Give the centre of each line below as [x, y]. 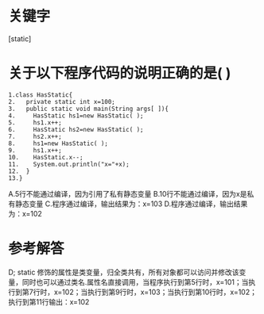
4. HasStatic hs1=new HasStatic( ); [76, 116]
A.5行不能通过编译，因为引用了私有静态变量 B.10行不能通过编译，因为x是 [128, 193]
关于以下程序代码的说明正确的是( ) [120, 73]
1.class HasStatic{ [41, 95]
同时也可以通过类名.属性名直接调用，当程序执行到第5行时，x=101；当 [135, 281]
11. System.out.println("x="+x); [69, 164]
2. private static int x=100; [62, 101]
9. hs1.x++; [35, 150]
